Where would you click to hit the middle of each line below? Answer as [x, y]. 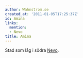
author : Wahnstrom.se [27, 9]
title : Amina [18, 37]
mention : [18, 28]
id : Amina [15, 18]
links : [12, 23]
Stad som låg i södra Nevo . [32, 50]
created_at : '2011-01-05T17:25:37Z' [42, 14]
